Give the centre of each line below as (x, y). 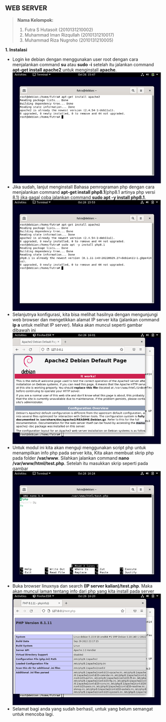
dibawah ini (24, 330)
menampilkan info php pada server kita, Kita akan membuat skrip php (83, 453)
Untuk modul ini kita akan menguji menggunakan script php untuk (79, 447)
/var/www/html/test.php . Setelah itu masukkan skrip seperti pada (80, 463)
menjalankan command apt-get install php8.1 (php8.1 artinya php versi (84, 192)
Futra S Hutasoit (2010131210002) (59, 30)
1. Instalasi (16, 49)
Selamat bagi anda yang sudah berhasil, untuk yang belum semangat (83, 709)
